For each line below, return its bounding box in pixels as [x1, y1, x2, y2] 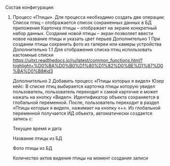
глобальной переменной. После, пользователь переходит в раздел [12, 99, 159, 106]
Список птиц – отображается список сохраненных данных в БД [12, 20, 152, 25]
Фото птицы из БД [12, 145, 52, 151]
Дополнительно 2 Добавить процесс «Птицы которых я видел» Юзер [12, 78, 164, 84]
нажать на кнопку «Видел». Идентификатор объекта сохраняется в [12, 94, 159, 100]
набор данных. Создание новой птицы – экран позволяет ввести [12, 30, 154, 36]
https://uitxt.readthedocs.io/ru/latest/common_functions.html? [12, 57, 143, 63]
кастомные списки [12, 52, 54, 58]
